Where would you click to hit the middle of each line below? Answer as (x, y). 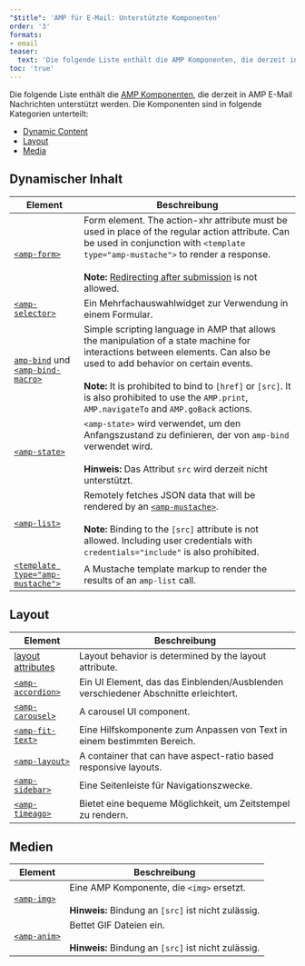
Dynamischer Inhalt (66, 179)
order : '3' (30, 26)
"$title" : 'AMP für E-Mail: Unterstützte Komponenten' (115, 18)
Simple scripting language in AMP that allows (179, 329)
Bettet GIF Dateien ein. (117, 925)
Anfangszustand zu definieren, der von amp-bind (186, 434)
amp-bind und (42, 360)
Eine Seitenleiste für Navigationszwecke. (165, 785)
